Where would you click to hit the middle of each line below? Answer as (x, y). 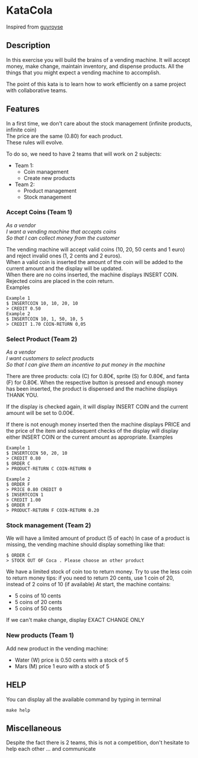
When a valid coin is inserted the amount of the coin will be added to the (95, 262)
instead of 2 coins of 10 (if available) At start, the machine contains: (88, 584)
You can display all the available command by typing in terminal (84, 699)
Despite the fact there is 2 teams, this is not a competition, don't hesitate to (98, 743)
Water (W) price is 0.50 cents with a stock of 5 (71, 660)
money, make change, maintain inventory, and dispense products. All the (95, 66)
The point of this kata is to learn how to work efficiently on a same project (96, 84)
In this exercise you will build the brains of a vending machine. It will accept (98, 59)
